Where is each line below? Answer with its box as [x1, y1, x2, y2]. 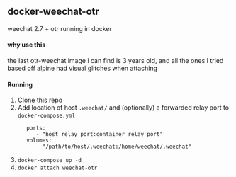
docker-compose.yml [17, 113, 76, 120]
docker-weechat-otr [7, 6, 99, 18]
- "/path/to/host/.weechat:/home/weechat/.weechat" [35, 143, 192, 151]
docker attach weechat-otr [17, 164, 98, 172]
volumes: [26, 137, 52, 144]
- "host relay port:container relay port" [35, 131, 163, 138]
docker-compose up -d [17, 157, 82, 164]
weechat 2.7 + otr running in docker [7, 24, 112, 33]
